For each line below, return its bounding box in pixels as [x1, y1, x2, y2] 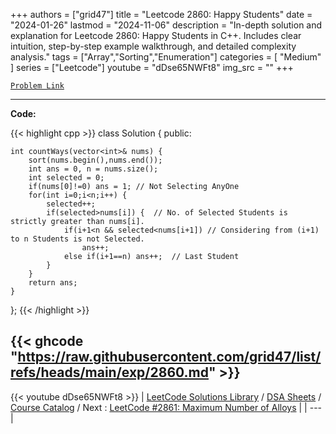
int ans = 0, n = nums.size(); [28, 164, 159, 174]
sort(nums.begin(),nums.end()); [28, 155, 163, 165]
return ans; [28, 278, 78, 288]
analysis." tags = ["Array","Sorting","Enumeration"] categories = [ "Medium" [10, 51, 322, 63]
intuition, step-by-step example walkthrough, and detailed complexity [10, 40, 297, 52]
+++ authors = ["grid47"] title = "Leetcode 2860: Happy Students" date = [10, 9, 313, 20]
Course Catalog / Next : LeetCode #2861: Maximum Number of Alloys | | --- [10, 401, 323, 413]
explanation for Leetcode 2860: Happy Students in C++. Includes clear [10, 30, 302, 41]
